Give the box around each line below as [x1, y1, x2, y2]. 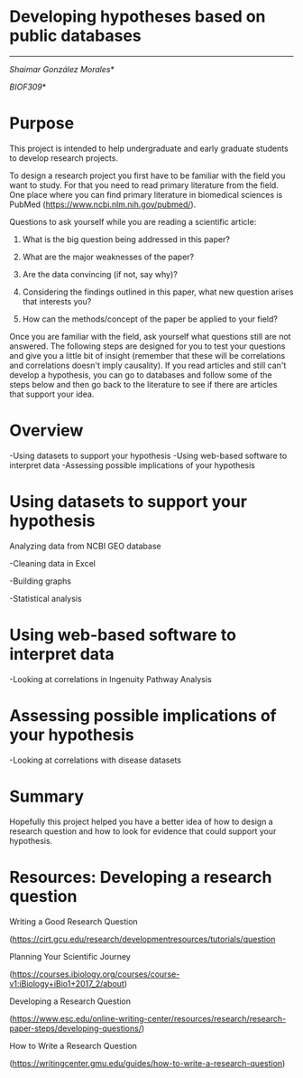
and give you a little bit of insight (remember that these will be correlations [9, 350, 286, 361]
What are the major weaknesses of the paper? [22, 251, 195, 262]
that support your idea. [9, 389, 95, 399]
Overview [9, 420, 84, 441]
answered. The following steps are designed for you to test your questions [9, 341, 286, 352]
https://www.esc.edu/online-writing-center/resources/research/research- [12, 1013, 287, 1024]
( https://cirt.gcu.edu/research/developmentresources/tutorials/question [9, 933, 276, 944]
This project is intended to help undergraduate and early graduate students [9, 143, 289, 154]
